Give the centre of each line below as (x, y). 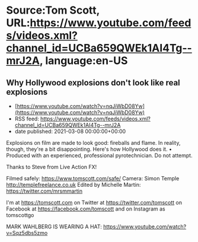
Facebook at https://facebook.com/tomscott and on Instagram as (86, 209)
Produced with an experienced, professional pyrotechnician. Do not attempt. (99, 155)
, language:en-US (84, 61)
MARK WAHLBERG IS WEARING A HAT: (54, 227)
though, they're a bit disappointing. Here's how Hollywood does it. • (89, 149)
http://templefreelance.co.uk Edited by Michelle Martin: (74, 185)
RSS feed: (27, 119)
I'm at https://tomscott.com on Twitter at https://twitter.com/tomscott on (94, 203)
